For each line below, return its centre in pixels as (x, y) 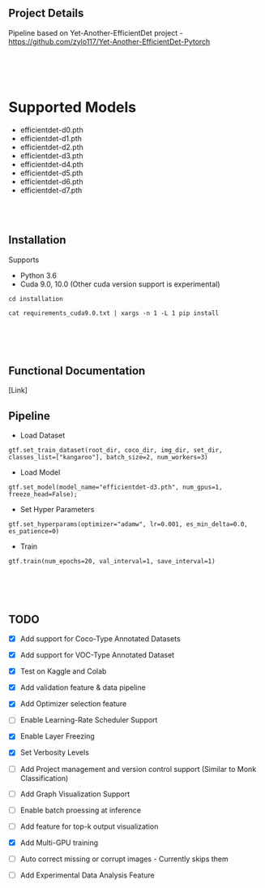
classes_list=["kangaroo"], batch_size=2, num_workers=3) (108, 458)
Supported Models (72, 107)
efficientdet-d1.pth (51, 138)
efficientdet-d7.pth (51, 190)
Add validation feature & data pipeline (83, 688)
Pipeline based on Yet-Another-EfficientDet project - (96, 32)
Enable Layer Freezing (57, 736)
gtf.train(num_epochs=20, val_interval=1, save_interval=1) (112, 562)
